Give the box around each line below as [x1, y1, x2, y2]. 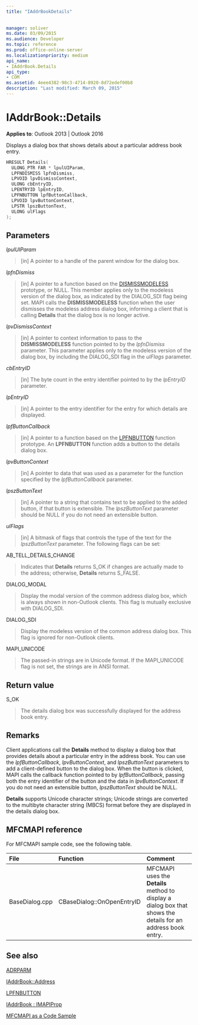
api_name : [6, 58, 31, 64]
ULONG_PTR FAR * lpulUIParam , [11, 164, 85, 171]
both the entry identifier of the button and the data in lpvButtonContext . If [6, 777, 184, 785]
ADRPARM [6, 966, 31, 973]
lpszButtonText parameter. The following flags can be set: [20, 540, 161, 548]
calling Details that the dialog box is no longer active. [20, 312, 150, 319]
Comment [146, 854, 175, 862]
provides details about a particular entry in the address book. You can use [6, 752, 186, 759]
